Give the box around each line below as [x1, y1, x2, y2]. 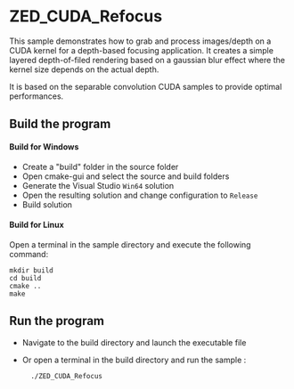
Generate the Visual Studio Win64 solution [21, 180, 175, 190]
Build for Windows [9, 141, 79, 152]
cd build [9, 273, 42, 282]
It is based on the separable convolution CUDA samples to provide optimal [9, 81, 282, 92]
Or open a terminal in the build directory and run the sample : [21, 354, 247, 365]
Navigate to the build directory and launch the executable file [21, 336, 247, 348]
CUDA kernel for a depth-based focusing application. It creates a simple [9, 45, 274, 55]
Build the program [9, 117, 111, 132]
